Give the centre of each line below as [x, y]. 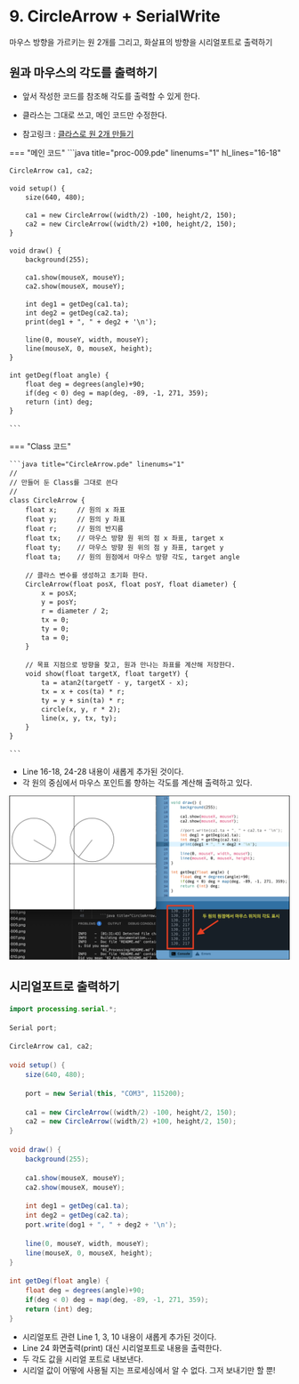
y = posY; [59, 602]
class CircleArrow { [48, 500]
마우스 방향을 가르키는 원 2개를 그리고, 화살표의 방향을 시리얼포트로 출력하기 [141, 42]
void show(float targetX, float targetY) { [107, 673]
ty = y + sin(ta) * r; [83, 700]
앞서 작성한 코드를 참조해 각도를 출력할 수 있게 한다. [111, 96]
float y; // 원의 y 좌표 [76, 519]
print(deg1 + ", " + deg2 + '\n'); [91, 322]
